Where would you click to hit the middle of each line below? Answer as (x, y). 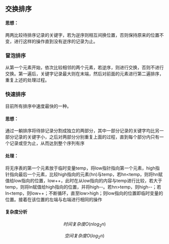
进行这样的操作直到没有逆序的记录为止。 (56, 41)
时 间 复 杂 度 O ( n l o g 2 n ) (84, 224)
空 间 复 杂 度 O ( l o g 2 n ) (84, 236)
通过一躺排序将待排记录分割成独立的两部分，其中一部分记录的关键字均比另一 (84, 131)
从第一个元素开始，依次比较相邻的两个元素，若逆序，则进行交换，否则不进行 (84, 67)
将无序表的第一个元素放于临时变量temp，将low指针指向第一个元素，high (80, 168)
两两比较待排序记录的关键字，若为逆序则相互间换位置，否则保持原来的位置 (82, 35)
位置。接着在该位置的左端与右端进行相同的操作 (54, 199)
